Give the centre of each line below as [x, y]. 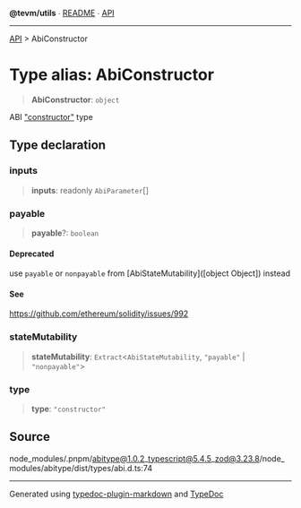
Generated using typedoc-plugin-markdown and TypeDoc [116, 494]
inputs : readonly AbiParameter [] [90, 190]
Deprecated [32, 254]
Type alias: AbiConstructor [112, 75]
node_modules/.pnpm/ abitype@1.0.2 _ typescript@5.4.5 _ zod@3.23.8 [134, 458]
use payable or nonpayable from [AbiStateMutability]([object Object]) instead [150, 273]
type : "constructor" [68, 409]
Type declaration [57, 146]
